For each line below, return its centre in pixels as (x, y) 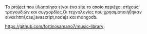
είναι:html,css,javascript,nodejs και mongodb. (51, 17)
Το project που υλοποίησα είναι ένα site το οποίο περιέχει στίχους (72, 7)
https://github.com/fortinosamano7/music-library (54, 26)
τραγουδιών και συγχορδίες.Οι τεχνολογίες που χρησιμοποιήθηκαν (73, 12)
